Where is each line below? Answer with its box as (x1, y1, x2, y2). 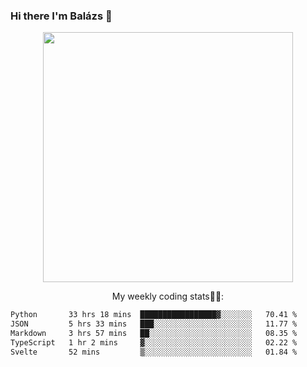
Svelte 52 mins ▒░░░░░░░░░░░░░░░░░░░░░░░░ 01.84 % (10, 347, 298, 357)
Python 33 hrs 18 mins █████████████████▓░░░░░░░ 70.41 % (10, 310, 298, 320)
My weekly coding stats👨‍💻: (111, 290, 225, 303)
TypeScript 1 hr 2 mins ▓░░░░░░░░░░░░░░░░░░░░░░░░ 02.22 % (10, 337, 298, 348)
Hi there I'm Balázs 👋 (10, 9, 113, 23)
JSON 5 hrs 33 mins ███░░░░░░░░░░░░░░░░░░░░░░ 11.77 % (10, 319, 298, 329)
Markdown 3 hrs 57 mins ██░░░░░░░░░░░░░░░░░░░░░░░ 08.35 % (10, 329, 298, 339)
